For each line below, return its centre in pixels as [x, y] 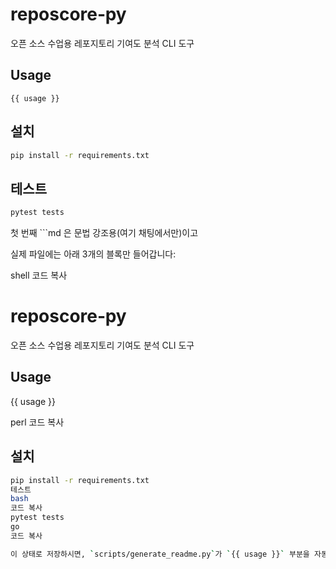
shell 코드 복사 [39, 275]
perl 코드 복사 [37, 422]
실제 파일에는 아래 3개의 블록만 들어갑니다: [93, 254]
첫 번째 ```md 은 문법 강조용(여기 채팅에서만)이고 [104, 233]
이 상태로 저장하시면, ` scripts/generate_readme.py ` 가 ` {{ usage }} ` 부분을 [160, 554]
